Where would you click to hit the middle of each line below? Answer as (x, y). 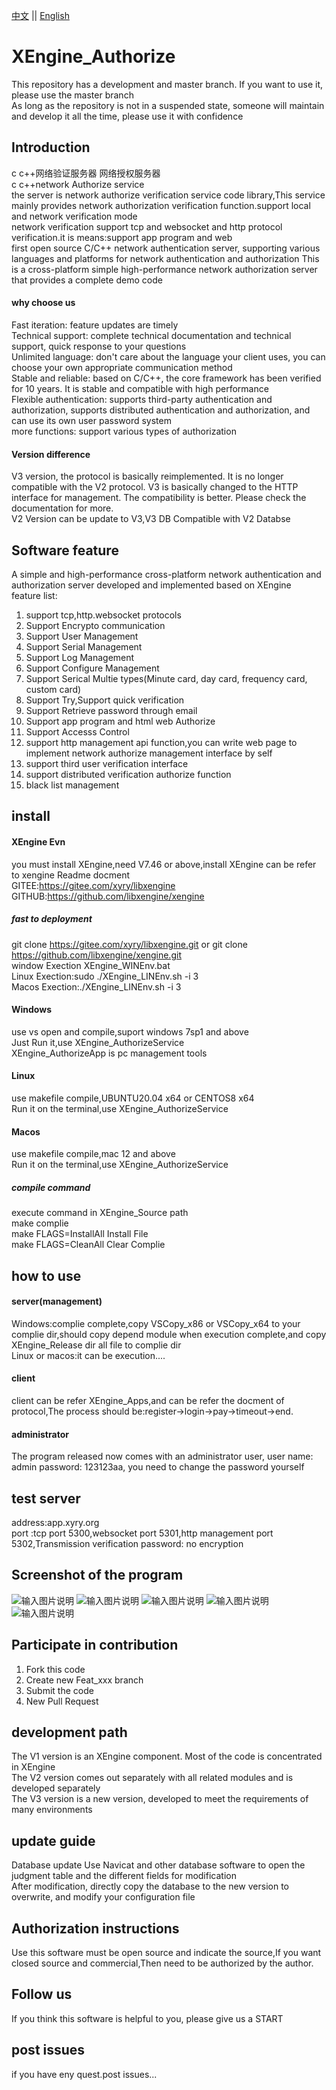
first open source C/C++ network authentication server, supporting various (166, 248)
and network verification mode (74, 216)
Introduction (51, 147)
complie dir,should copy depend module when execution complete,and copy (169, 1334)
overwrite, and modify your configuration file (103, 1897)
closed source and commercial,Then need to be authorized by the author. (162, 1963)
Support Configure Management (92, 668)
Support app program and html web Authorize (120, 721)
